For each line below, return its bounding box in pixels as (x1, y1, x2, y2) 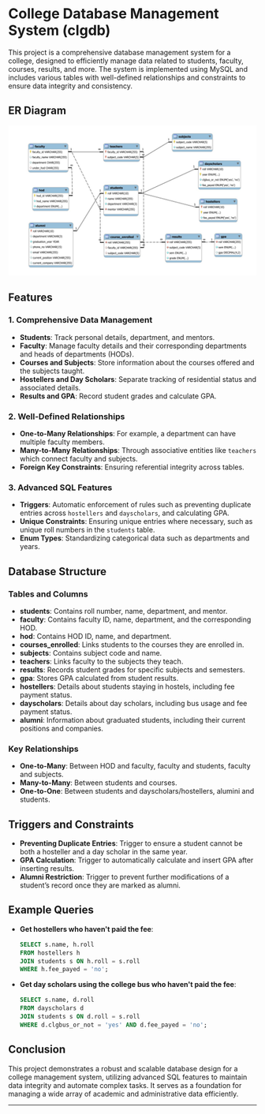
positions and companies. (19, 723, 104, 733)
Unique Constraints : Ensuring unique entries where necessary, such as (19, 517, 253, 526)
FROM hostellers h (19, 948, 80, 957)
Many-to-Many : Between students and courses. (19, 778, 177, 787)
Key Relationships (8, 743, 79, 754)
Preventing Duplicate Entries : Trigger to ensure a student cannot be (19, 839, 243, 848)
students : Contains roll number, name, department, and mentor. (19, 606, 228, 615)
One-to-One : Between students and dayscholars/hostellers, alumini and (19, 787, 255, 796)
